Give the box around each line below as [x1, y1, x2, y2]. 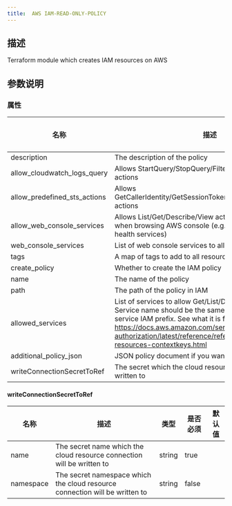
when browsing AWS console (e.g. [114, 221, 226, 231]
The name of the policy [114, 274, 190, 284]
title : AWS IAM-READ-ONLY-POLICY [7, 10, 107, 17]
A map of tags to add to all [114, 252, 200, 262]
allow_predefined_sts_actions [10, 193, 106, 202]
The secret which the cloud [114, 362, 204, 372]
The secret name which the [55, 442, 144, 451]
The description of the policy [114, 153, 209, 162]
